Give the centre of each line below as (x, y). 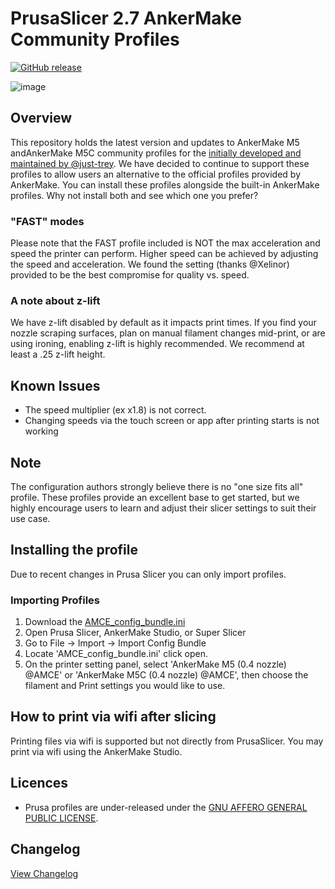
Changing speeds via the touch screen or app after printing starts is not (172, 421)
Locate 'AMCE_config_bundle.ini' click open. (116, 654)
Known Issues (55, 385)
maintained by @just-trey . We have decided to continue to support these (160, 163)
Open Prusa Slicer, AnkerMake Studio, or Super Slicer (135, 633)
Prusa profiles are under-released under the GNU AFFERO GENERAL (166, 807)
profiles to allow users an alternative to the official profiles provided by (156, 174)
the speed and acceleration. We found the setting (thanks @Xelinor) (150, 264)
